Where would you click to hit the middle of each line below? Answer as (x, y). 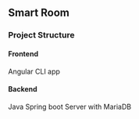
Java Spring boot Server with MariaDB (69, 106)
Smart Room (39, 13)
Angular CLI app (34, 71)
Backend (23, 89)
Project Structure (41, 35)
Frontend (23, 53)
